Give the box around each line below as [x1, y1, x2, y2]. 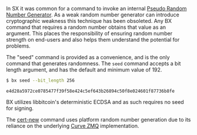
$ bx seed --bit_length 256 [6, 77, 75, 83]
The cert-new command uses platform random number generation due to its [6, 116, 191, 123]
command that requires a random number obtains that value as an [6, 23, 166, 31]
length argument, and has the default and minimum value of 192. [6, 66, 162, 73]
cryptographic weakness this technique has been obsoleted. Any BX [6, 18, 172, 24]
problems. [6, 42, 31, 49]
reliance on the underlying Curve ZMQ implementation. [6, 122, 139, 129]
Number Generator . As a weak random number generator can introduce [6, 11, 179, 18]
